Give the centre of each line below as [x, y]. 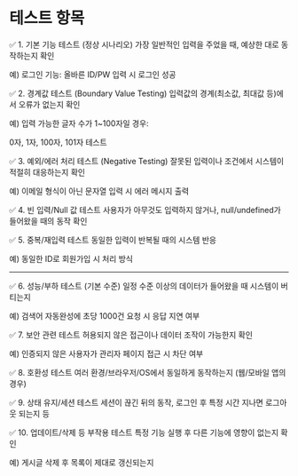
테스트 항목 [47, 18]
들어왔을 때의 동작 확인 [48, 221]
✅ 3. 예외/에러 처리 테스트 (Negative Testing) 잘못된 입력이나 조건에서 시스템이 [147, 161]
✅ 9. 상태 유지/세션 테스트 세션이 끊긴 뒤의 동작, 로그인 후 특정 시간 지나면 [136, 402]
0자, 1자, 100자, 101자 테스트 [59, 142]
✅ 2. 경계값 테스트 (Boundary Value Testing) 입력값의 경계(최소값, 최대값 [137, 93]
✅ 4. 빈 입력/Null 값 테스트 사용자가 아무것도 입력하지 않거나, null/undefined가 [145, 210]
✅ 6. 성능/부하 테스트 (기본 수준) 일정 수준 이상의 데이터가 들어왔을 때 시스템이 [144, 286]
